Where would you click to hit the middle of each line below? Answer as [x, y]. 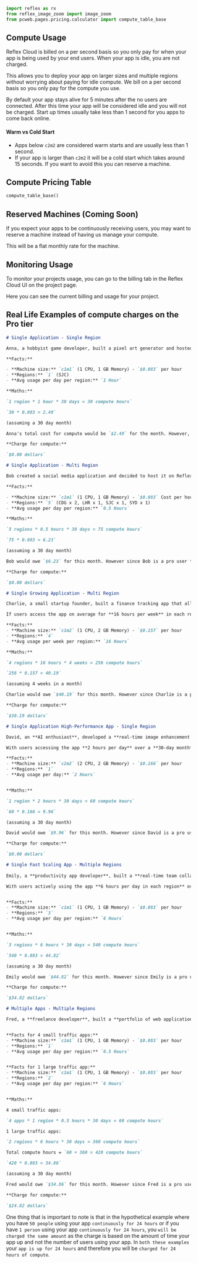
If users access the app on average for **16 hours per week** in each [95, 614]
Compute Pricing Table [49, 182]
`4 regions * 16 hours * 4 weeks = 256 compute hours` [74, 663]
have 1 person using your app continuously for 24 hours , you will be [91, 1229]
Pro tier [20, 324]
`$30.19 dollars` [27, 716]
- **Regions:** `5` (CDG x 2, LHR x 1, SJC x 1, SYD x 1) [78, 503]
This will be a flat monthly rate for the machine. [63, 246]
